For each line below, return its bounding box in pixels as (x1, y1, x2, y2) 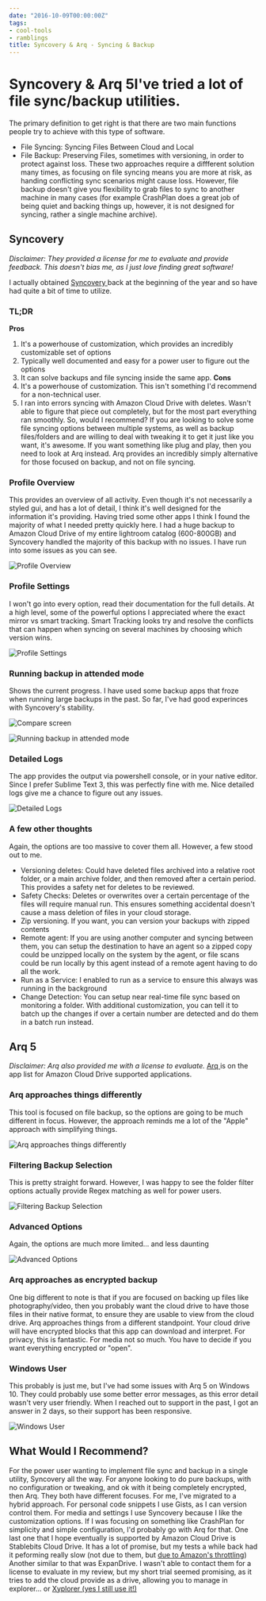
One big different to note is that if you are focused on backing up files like (9, 1292, 249, 1302)
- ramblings (9, 33, 48, 42)
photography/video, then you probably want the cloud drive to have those (9, 1301, 249, 1310)
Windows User (9, 1363, 67, 1374)
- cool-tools (9, 26, 52, 34)
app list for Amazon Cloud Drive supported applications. (9, 1069, 192, 1080)
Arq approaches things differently (9, 1089, 142, 1100)
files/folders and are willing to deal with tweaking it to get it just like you (20, 432, 254, 441)
